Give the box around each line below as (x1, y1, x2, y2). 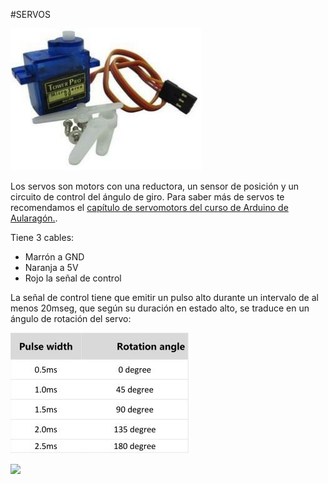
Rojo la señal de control (24, 272, 122, 284)
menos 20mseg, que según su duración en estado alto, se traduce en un (10, 302, 310, 314)
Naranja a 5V (24, 262, 79, 273)
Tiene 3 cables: (10, 232, 75, 243)
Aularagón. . (10, 212, 58, 224)
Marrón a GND (24, 251, 85, 263)
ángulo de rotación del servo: (10, 313, 132, 324)
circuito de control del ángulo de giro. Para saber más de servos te (10, 191, 285, 203)
